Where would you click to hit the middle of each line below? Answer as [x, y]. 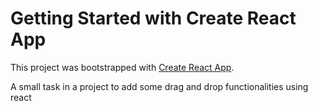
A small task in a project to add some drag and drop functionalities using [159, 86]
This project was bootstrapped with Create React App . [122, 67]
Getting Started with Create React [153, 18]
